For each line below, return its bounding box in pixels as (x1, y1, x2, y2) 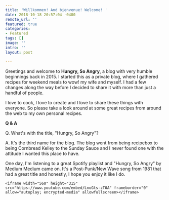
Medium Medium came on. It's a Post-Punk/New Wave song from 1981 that (5, 166, 161, 172)
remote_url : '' (5, 17, 37, 22)
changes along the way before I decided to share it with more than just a (5, 84, 156, 90)
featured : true (5, 21, 37, 27)
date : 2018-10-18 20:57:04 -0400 (5, 12, 76, 17)
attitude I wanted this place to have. (5, 150, 80, 156)
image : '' (5, 41, 26, 46)
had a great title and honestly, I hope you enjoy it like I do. (5, 171, 125, 177)
